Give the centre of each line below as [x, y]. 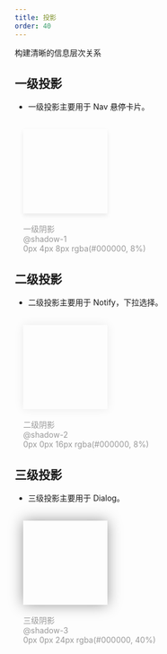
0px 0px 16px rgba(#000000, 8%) [86, 444]
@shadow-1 [45, 240]
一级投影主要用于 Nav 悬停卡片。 [88, 107]
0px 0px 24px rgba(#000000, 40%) [89, 640]
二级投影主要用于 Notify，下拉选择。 [95, 302]
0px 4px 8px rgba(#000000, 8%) [84, 249]
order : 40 [33, 26]
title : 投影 [35, 17]
